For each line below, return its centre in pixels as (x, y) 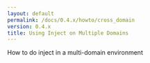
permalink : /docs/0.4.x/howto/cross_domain (71, 20)
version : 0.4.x (29, 26)
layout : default (31, 13)
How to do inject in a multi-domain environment (75, 53)
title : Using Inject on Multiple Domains (68, 33)
